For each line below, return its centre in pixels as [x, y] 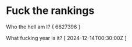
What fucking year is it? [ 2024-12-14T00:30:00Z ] [66, 38]
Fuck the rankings [50, 11]
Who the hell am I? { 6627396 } [43, 27]
